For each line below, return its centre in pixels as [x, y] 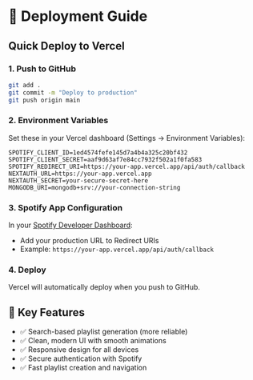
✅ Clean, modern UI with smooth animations [93, 341]
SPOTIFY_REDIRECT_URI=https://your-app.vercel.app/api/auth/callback [127, 166]
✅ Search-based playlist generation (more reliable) [104, 332]
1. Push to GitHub [42, 69]
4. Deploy [27, 270]
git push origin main [44, 100]
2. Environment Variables [58, 121]
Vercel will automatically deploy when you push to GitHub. [104, 287]
